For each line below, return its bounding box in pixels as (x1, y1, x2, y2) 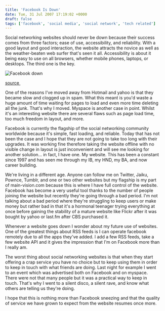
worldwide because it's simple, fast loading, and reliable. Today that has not (5, 131, 160, 136)
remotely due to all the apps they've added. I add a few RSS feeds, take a (5, 234, 154, 240)
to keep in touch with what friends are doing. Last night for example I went (5, 265, 157, 270)
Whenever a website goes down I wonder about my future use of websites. (5, 223, 158, 229)
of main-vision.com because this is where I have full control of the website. (5, 182, 158, 188)
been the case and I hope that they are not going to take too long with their (5, 136, 158, 142)
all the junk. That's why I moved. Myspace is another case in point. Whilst (5, 105, 155, 111)
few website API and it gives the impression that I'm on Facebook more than (5, 239, 160, 245)
